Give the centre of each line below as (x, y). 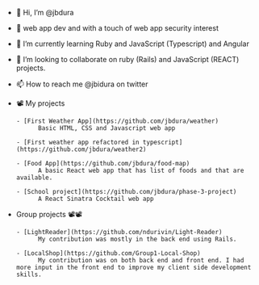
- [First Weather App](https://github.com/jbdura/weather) (117, 121)
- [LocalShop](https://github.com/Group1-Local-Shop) (108, 254)
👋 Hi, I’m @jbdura (45, 13)
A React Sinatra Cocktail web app (96, 199)
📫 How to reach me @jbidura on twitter (82, 84)
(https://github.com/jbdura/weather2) (81, 149)
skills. (29, 275)
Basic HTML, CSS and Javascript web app (107, 128)
